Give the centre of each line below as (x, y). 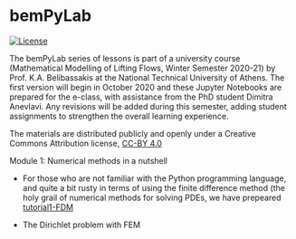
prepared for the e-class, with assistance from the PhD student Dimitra (141, 97)
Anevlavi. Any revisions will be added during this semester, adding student (148, 106)
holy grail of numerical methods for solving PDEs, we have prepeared (152, 197)
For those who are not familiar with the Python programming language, (154, 178)
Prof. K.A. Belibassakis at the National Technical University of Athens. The (147, 77)
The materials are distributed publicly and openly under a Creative (133, 133)
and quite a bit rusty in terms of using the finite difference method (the (153, 187)
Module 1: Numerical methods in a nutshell (89, 160)
